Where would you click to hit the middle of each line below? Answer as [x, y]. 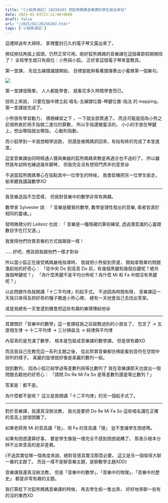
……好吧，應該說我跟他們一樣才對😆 [42, 252]
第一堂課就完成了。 [25, 107]
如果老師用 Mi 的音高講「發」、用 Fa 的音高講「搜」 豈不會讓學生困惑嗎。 [80, 428]
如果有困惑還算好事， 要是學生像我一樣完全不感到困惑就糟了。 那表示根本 [81, 438]
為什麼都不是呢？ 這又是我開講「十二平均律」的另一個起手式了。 [71, 396]
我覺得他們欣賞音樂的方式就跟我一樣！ [44, 241]
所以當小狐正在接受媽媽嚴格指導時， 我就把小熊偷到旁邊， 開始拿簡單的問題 [83, 262]
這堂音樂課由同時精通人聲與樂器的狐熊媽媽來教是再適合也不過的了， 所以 [80, 158]
